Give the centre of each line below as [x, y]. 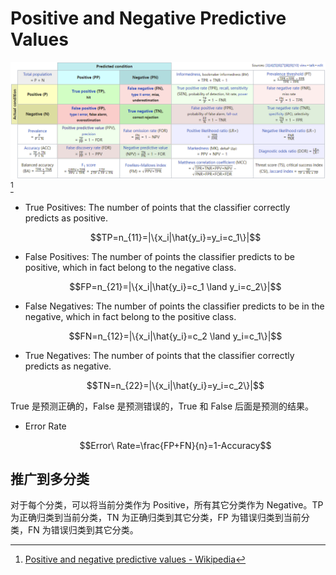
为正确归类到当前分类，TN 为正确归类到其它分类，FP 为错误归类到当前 [156, 518]
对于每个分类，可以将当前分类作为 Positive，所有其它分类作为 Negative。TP [167, 505]
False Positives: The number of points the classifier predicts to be [160, 256]
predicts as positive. [66, 218]
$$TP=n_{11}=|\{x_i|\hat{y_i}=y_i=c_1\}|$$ [175, 237]
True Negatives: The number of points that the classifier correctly [159, 355]
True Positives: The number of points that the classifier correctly [157, 207]
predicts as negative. [68, 366]
